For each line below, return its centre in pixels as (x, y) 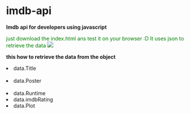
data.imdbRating (34, 99)
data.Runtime (30, 93)
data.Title (25, 68)
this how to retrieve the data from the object (61, 56)
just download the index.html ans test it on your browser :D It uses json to (95, 38)
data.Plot (24, 105)
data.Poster (28, 81)
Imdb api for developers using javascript (56, 27)
